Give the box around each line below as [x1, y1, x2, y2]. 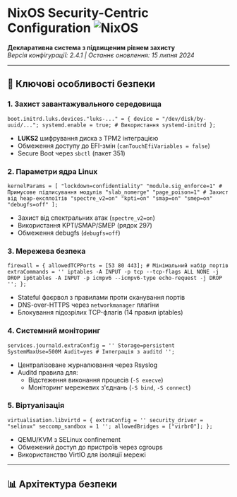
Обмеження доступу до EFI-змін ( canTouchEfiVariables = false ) [17, 141, 210, 150]
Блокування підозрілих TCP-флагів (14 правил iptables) [17, 308, 183, 317]
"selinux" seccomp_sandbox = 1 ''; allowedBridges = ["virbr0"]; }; [7, 423, 213, 430]
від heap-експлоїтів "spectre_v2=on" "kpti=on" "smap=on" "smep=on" [7, 194, 213, 202]
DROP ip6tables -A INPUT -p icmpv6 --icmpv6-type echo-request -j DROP [7, 274, 222, 282]
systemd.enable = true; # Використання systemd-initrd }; [42, 122, 217, 129]
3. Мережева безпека [7, 246, 86, 256]
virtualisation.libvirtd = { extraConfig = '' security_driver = [7, 416, 203, 423]
